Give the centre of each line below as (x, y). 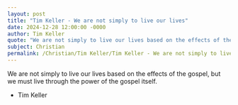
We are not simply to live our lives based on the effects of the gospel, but (114, 73)
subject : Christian (36, 47)
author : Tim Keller (36, 34)
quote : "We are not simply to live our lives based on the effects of (114, 40)
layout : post (27, 14)
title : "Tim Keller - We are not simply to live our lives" (98, 21)
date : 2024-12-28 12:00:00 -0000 (57, 27)
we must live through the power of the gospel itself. (82, 81)
